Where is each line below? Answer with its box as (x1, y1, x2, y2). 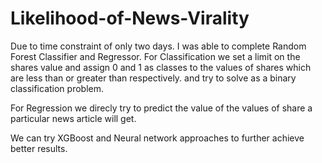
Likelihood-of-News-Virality (10, 7, 250, 30)
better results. (10, 142, 68, 154)
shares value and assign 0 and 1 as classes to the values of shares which (10, 61, 312, 73)
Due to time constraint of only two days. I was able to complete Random (10, 40, 307, 52)
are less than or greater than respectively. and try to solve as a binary (10, 72, 297, 84)
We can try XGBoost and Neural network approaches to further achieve (10, 132, 305, 144)
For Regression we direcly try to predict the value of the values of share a (10, 102, 313, 114)
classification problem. (10, 82, 104, 94)
